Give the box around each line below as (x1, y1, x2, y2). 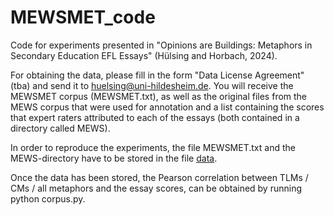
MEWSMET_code (10, 6, 156, 29)
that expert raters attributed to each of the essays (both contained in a (10, 111, 300, 123)
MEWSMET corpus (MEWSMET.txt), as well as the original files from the (10, 90, 308, 102)
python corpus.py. (10, 192, 86, 205)
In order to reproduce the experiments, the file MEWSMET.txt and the (10, 141, 296, 153)
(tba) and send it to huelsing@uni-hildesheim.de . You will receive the (10, 79, 294, 91)
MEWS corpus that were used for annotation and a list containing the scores (10, 101, 325, 113)
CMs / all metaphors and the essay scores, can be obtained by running (10, 182, 303, 194)
